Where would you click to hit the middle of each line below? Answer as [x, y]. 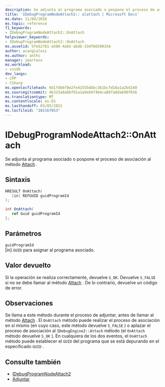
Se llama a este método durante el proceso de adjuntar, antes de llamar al [79, 315]
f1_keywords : [18, 28]
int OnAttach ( [20, 209]
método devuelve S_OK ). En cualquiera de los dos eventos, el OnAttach [76, 336]
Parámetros [23, 234]
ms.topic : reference [26, 23]
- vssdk [13, 70]
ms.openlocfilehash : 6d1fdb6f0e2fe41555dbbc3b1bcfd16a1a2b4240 [71, 88]
